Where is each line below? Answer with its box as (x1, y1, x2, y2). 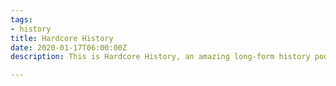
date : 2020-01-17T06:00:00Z (10, 42, 128, 53)
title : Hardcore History (10, 33, 114, 43)
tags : (10, 14, 33, 25)
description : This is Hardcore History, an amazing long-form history (10, 52, 311, 62)
